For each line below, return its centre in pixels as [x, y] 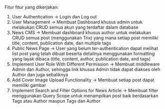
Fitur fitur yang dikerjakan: [32, 7]
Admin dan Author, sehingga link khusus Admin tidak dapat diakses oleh [86, 69]
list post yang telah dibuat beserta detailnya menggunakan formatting [83, 54]
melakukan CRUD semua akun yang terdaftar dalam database [75, 27]
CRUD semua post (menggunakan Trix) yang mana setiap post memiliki [85, 38]
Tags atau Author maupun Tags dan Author [56, 101]
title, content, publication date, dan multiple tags [62, 43]
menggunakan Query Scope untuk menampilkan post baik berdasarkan [85, 96]
